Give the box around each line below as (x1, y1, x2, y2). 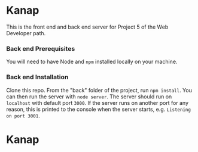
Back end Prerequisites (6, 44, 75, 52)
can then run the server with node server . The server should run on (6, 93, 172, 100)
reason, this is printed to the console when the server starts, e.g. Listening (6, 106, 191, 113)
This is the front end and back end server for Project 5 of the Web (6, 23, 169, 30)
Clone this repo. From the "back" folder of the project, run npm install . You (6, 86, 193, 94)
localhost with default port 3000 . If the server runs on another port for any (6, 99, 189, 106)
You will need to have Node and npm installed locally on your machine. (6, 58, 178, 66)
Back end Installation (6, 73, 69, 81)
